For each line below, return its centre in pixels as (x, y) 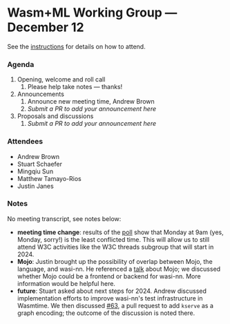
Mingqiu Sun (35, 171)
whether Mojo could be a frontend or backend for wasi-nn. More (109, 276)
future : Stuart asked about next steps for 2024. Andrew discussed (112, 291)
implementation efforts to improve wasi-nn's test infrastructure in (110, 298)
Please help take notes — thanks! (75, 87)
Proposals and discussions (55, 116)
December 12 (46, 27)
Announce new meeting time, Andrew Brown (91, 102)
